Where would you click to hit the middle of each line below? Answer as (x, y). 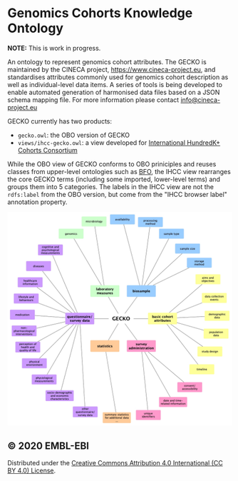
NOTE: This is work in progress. (54, 48)
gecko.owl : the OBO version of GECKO (74, 135)
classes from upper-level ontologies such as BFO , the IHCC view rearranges (119, 171)
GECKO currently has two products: (60, 121)
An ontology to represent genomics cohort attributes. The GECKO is (107, 61)
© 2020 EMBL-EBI (48, 446)
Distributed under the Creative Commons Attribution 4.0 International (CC (115, 463)
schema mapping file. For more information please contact (93, 100)
